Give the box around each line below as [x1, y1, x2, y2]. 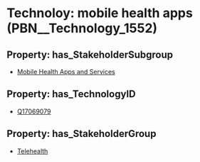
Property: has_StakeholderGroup [6, 128, 157, 140]
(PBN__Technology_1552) [6, 20, 158, 36]
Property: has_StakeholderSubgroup [6, 49, 174, 61]
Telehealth [16, 146, 48, 155]
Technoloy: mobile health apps [6, 5, 193, 21]
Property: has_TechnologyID [6, 88, 136, 101]
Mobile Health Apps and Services [16, 68, 115, 76]
